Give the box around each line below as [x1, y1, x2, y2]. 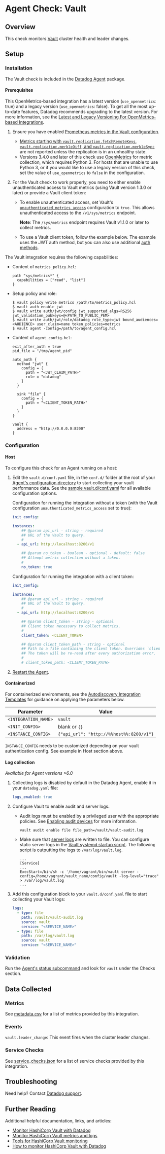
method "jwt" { [17, 361, 48, 366]
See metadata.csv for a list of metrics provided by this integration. [5, 1011, 139, 1017]
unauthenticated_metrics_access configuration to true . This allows [19, 204, 155, 210]
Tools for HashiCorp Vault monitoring [12, 1138, 88, 1144]
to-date [5, 108, 21, 114]
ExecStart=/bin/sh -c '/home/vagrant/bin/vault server [19, 869, 134, 874]
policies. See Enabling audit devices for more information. [19, 818, 137, 824]
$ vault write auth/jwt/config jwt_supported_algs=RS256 [12, 309, 132, 314]
